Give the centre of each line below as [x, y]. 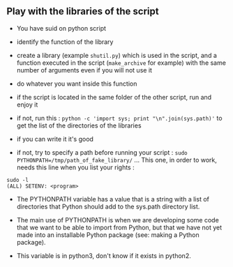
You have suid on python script [61, 28]
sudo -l [18, 180]
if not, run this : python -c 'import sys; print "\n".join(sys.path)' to [119, 118]
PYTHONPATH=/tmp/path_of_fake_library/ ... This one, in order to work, [117, 160]
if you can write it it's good [55, 139]
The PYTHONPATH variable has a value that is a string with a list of [113, 199]
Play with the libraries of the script [83, 12]
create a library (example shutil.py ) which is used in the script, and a [116, 55]
